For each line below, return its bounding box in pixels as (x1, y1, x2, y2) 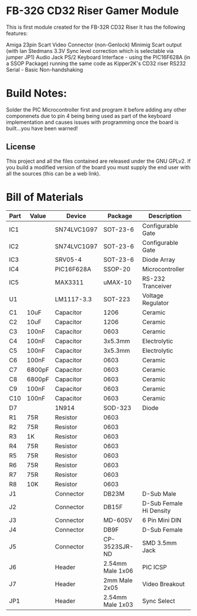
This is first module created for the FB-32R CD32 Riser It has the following (6, 23, 186, 31)
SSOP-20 (103, 265, 131, 273)
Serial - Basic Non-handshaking (6, 66, 83, 73)
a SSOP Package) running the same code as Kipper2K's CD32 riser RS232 (6, 60, 186, 67)
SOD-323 (103, 403, 132, 412)
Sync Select (142, 597, 175, 605)
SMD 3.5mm (142, 538, 177, 547)
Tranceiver (142, 282, 172, 290)
